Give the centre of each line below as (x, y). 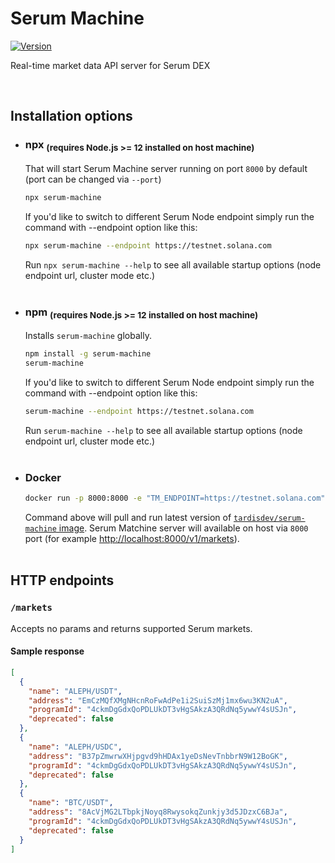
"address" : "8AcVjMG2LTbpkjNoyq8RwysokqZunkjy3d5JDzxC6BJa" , (158, 812)
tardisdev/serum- (269, 518)
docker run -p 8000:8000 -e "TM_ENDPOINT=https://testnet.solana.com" (175, 498)
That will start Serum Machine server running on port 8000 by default (166, 168)
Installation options (71, 116)
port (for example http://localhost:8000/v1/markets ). (132, 538)
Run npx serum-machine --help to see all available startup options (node (173, 264)
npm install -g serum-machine (88, 354)
